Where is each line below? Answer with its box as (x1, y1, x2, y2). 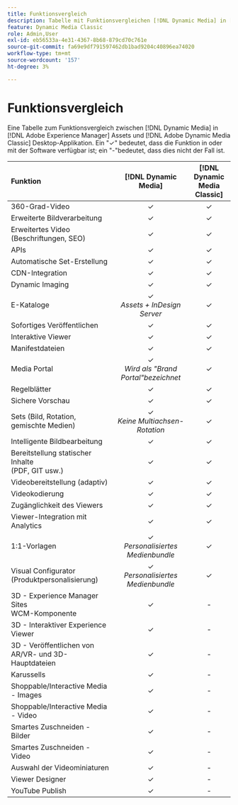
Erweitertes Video (11, 224, 71, 234)
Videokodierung (11, 489, 64, 499)
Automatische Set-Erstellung (11, 256, 108, 266)
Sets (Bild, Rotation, (11, 411, 76, 421)
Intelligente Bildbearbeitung (11, 436, 103, 446)
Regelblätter (11, 384, 52, 394)
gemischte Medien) (11, 420, 76, 430)
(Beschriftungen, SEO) (11, 233, 86, 243)
